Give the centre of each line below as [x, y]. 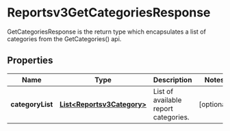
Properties [30, 61]
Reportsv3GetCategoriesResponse [109, 13]
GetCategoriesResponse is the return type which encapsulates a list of [107, 32]
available [167, 99]
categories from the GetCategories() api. [64, 38]
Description [172, 80]
